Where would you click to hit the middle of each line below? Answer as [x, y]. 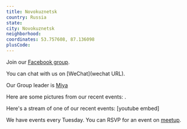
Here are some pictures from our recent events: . [66, 97]
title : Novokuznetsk [32, 12]
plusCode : [19, 45]
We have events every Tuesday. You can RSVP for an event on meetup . [94, 119]
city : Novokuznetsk [30, 28]
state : [14, 23]
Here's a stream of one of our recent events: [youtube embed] [83, 108]
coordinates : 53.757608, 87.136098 [50, 39]
